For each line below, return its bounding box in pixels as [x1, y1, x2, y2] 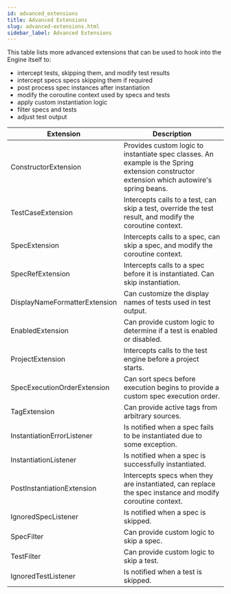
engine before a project [123, 354, 199, 364]
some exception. [123, 440, 177, 449]
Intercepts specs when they [123, 471, 214, 480]
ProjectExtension [10, 354, 66, 364]
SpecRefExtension [10, 269, 70, 279]
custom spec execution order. [123, 391, 220, 401]
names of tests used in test [123, 298, 211, 307]
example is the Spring [123, 158, 194, 167]
